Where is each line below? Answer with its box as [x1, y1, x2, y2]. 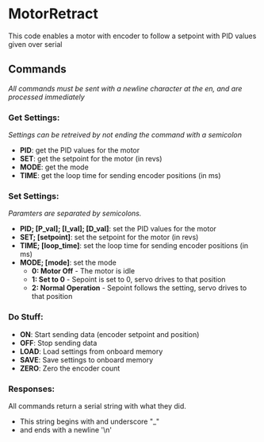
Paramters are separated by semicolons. [8, 208, 142, 219]
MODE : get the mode [19, 162, 89, 172]
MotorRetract [8, 5, 99, 23]
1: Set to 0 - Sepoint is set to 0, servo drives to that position [31, 275, 226, 285]
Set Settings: [8, 190, 59, 201]
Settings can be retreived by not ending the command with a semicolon [8, 130, 242, 140]
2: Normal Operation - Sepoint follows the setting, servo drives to [31, 283, 247, 293]
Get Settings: [8, 112, 60, 123]
